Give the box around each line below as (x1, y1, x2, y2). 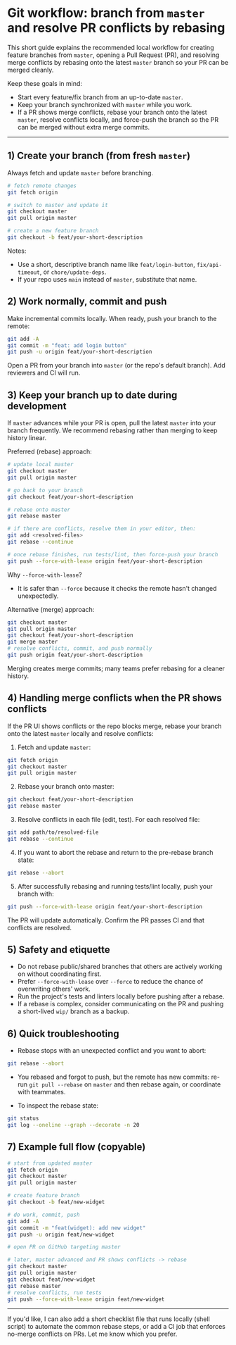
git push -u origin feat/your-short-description (7, 349, 152, 356)
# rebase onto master (7, 506, 71, 513)
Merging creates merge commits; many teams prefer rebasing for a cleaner (7, 664, 225, 672)
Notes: (7, 246, 27, 255)
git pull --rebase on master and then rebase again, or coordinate (29, 1080, 221, 1089)
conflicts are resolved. (7, 923, 72, 932)
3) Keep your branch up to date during (7, 389, 178, 401)
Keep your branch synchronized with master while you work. (17, 100, 192, 108)
